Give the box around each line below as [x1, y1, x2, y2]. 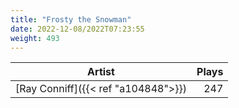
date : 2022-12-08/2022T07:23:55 [10, 24, 145, 34]
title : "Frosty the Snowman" [10, 14, 132, 25]
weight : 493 [10, 33, 60, 43]
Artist [87, 65, 115, 79]
